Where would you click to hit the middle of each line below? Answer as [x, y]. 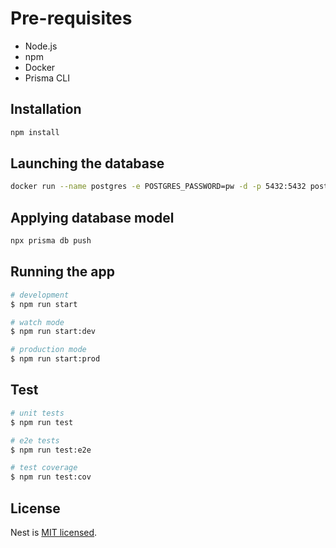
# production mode [48, 350]
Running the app [62, 272]
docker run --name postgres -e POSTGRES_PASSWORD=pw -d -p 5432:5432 [158, 187]
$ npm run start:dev [53, 332]
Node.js [41, 46]
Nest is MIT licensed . [54, 532]
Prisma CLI [47, 78]
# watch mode [37, 322]
